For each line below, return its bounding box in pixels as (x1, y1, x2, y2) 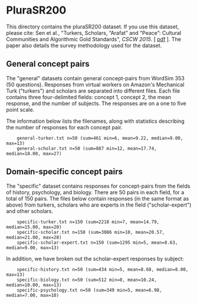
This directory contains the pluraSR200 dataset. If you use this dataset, (6, 23, 179, 30)
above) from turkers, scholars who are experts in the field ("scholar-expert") (6, 201, 192, 208)
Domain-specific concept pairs (6, 166, 123, 177)
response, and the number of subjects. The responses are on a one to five (6, 100, 187, 107)
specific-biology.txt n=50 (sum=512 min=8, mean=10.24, (17, 277, 157, 283)
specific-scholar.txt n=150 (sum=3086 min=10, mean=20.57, (17, 229, 165, 235)
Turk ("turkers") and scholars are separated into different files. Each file (6, 87, 180, 94)
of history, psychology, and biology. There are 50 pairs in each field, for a (6, 188, 185, 195)
